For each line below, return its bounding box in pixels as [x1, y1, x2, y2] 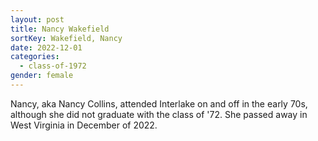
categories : [10, 52, 60, 62]
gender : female [10, 71, 74, 81]
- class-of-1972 [19, 61, 87, 71]
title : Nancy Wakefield [10, 24, 110, 34]
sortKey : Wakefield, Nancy [10, 33, 123, 43]
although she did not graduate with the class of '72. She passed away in [10, 108, 308, 120]
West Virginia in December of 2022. [10, 119, 158, 131]
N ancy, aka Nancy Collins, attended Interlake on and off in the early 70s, [10, 97, 308, 110]
